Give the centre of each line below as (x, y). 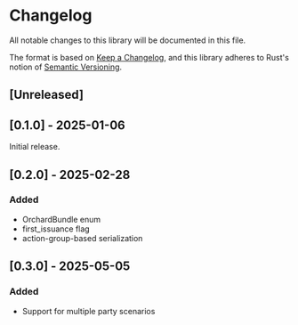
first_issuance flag (56, 229)
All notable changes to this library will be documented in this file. (128, 40)
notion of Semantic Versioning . (66, 67)
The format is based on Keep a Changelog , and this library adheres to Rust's (149, 57)
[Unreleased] (47, 95)
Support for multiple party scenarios (89, 311)
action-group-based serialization (82, 238)
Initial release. (35, 147)
